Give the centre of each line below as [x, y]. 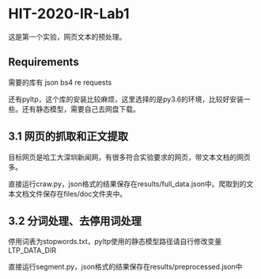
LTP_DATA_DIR [32, 250]
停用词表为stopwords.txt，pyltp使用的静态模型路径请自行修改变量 [115, 242]
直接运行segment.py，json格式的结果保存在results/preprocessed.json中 [125, 267]
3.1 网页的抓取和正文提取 [68, 137]
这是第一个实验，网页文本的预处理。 [67, 36]
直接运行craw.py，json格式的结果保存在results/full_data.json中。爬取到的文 [131, 184]
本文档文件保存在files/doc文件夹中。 [68, 193]
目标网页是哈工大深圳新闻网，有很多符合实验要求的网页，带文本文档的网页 [129, 157]
